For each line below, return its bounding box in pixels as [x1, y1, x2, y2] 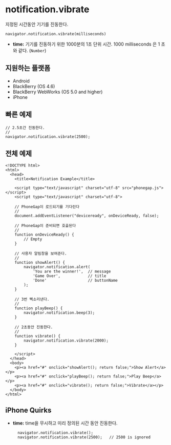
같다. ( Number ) [18, 47, 47, 53]
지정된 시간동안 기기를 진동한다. [5, 21, 69, 27]
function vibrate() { [14, 334, 60, 339]
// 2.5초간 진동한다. [5, 125, 45, 130]
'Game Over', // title [32, 273, 106, 279]
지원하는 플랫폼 [5, 64, 51, 73]
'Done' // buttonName [32, 278, 118, 283]
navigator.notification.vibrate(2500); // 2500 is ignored [17, 435, 151, 440]
